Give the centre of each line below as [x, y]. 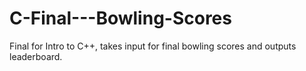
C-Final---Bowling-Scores [120, 18]
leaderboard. [36, 56]
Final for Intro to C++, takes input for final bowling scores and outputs [153, 46]
